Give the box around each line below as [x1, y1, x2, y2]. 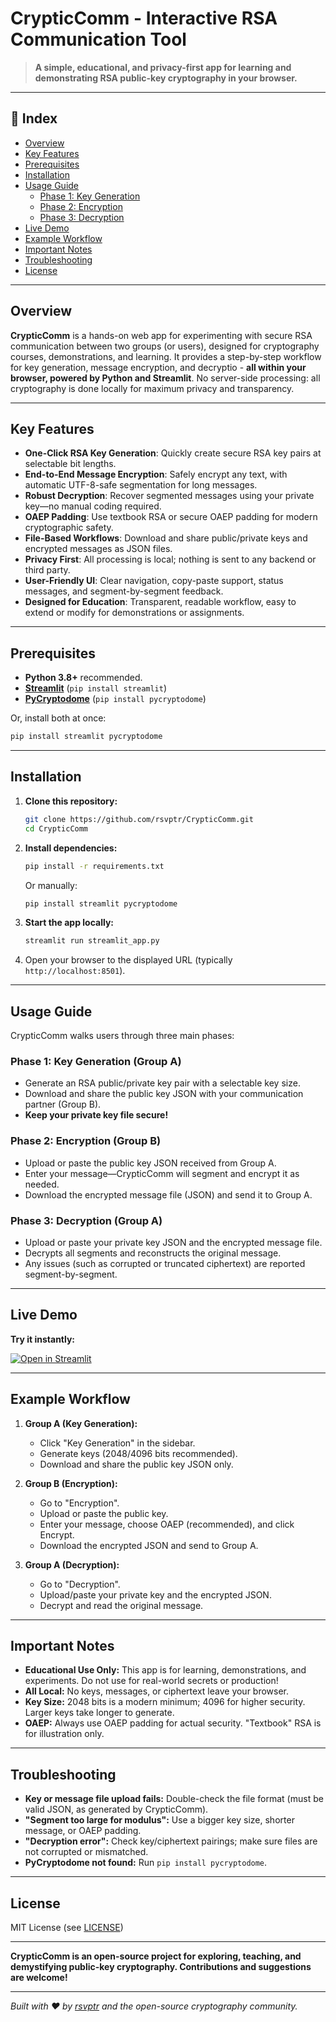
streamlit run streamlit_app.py [24, 936, 160, 946]
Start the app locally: [24, 917, 115, 929]
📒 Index [10, 110, 58, 127]
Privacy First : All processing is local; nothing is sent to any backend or [24, 553, 317, 566]
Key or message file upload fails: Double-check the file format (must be [24, 1793, 324, 1805]
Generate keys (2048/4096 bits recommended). [39, 1447, 238, 1459]
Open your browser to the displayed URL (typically [24, 954, 233, 966]
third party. [24, 564, 71, 576]
